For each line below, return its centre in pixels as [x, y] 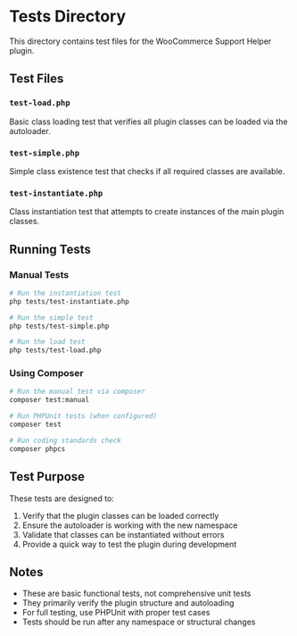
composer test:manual [49, 400]
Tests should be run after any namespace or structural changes [139, 622]
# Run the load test [48, 342]
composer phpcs [37, 448]
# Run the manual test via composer [77, 392]
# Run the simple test [51, 318]
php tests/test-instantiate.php [69, 301]
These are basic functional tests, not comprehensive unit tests [136, 594]
